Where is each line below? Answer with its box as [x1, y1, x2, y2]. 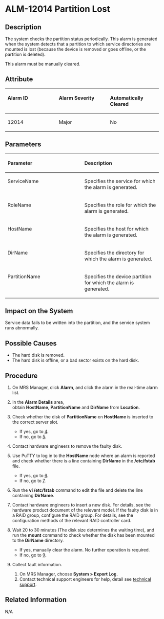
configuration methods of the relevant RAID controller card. [12, 518, 132, 524]
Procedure [5, 371, 38, 380]
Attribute [5, 75, 33, 84]
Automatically [110, 94, 143, 101]
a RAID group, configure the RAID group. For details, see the [12, 512, 133, 518]
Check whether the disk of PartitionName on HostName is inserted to [12, 414, 154, 420]
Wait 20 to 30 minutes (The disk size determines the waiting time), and [12, 527, 155, 533]
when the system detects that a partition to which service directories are [5, 41, 151, 47]
